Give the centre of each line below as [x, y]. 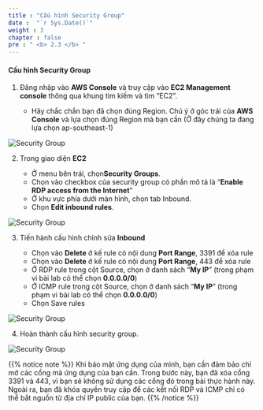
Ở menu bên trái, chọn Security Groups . [96, 173]
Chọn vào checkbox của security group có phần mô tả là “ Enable [137, 182]
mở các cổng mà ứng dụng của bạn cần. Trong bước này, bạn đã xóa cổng [129, 373]
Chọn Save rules [58, 304]
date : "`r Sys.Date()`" [50, 23]
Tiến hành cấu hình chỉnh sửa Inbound [82, 238]
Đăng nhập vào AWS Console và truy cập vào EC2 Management [125, 88]
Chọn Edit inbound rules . [72, 207]
